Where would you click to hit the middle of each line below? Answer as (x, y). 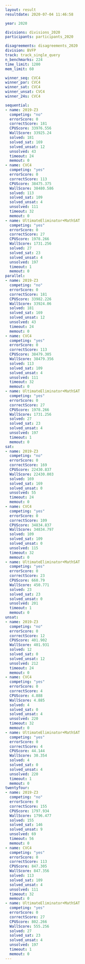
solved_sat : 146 (26, 825)
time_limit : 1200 (23, 64)
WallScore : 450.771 (29, 585)
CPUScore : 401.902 (28, 641)
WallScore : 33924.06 (30, 304)
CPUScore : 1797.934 (29, 811)
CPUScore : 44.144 (27, 751)
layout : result (21, 10)
